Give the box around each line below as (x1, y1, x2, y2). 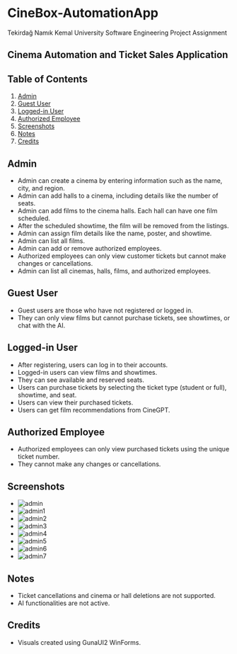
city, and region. (17, 184, 65, 192)
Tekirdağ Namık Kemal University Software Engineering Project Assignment (7, 28, 228, 37)
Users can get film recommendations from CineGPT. (17, 405, 170, 414)
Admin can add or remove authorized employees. (17, 244, 162, 252)
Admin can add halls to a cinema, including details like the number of (17, 191, 219, 200)
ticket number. (17, 452, 60, 461)
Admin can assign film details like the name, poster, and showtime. (17, 229, 212, 237)
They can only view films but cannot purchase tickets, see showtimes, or (17, 313, 231, 322)
